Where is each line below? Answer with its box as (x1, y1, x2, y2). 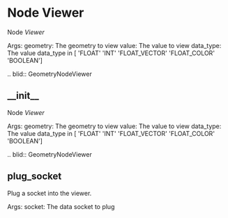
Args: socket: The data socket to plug (7, 202, 115, 210)
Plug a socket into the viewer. (7, 189, 92, 197)
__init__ (7, 90, 40, 102)
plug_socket (7, 171, 62, 182)
